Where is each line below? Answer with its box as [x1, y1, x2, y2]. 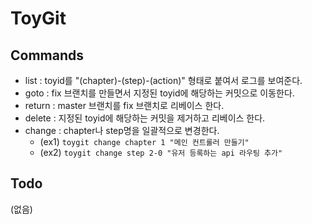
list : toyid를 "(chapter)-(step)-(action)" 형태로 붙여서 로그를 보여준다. [24, 75, 303, 86]
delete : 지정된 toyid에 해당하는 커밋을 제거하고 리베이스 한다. [24, 112, 266, 124]
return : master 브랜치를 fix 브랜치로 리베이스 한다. [24, 100, 225, 111]
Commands [10, 47, 85, 64]
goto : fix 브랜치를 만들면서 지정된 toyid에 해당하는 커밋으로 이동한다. [24, 87, 295, 99]
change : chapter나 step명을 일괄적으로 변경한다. [24, 125, 220, 136]
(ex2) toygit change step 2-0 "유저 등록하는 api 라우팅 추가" [39, 147, 283, 158]
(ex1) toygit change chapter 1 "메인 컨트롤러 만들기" [39, 136, 250, 147]
